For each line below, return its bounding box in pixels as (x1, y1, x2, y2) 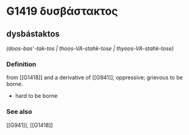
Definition (6, 60, 37, 68)
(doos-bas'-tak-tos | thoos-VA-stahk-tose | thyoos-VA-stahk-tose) (6, 45, 174, 52)
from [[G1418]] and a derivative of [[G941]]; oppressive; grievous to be (6, 74, 183, 81)
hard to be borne (15, 92, 58, 100)
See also (6, 108, 32, 116)
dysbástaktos (6, 29, 60, 39)
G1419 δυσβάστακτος (6, 4, 118, 18)
